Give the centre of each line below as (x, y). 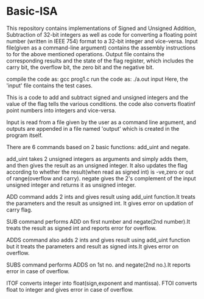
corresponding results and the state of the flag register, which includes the (100, 61)
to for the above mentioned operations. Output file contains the (85, 54)
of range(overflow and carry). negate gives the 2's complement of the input (101, 178)
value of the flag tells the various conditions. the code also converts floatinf (101, 104)
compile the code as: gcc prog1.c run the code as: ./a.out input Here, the (97, 79)
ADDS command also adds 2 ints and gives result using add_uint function (98, 240)
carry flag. (19, 210)
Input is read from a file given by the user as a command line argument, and (101, 122)
